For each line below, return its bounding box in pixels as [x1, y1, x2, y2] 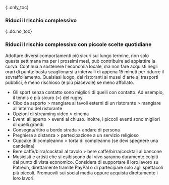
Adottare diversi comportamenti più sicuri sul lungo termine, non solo [5, 53, 149, 59]
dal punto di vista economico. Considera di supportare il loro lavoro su [12, 159, 159, 165]
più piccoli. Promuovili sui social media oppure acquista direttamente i [12, 169, 158, 176]
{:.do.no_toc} [5, 28, 32, 34]
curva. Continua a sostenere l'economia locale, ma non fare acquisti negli [5, 63, 158, 69]
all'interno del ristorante [12, 105, 63, 111]
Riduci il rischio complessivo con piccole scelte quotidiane [5, 41, 152, 48]
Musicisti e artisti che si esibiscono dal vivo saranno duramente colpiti [12, 154, 158, 160]
